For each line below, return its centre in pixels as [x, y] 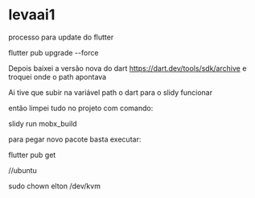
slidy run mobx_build [43, 123]
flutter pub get [32, 155]
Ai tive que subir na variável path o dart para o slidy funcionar [111, 92]
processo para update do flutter [61, 37]
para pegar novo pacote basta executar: [75, 139]
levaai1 [32, 15]
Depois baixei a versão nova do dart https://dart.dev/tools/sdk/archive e [127, 68]
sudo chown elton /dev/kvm [54, 186]
